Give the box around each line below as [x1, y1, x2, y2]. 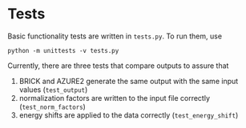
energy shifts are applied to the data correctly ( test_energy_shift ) [18, 110, 239, 120]
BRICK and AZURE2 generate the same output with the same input [18, 76, 239, 86]
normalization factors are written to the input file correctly [18, 93, 210, 102]
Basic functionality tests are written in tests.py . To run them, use [7, 31, 222, 41]
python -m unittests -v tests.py [7, 46, 119, 54]
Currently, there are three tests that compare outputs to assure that [7, 61, 229, 70]
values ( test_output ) [18, 85, 88, 94]
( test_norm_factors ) [18, 102, 86, 111]
